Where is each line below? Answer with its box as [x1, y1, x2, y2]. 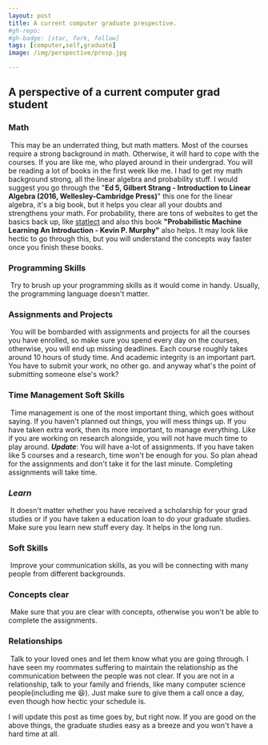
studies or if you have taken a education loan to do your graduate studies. [8, 514, 252, 523]
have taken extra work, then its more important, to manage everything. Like [8, 425, 256, 435]
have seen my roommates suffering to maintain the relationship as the [8, 662, 238, 672]
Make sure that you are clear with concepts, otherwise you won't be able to [10, 607, 259, 617]
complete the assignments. [8, 615, 98, 625]
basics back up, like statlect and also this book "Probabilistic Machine [8, 217, 242, 226]
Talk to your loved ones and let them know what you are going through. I [10, 654, 250, 663]
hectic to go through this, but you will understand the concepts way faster [8, 234, 252, 243]
